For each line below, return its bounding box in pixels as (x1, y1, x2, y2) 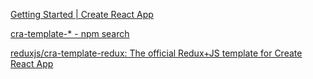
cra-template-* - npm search (10, 28, 130, 39)
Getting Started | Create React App (10, 9, 154, 20)
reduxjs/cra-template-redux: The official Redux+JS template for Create (10, 47, 303, 59)
